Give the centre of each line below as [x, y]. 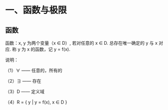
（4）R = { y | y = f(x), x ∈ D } [36, 102]
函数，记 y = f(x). [53, 49]
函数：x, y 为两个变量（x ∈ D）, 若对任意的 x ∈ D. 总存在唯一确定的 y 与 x [81, 43]
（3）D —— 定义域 [25, 92]
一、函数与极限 [36, 10]
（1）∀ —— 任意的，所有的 [34, 70]
